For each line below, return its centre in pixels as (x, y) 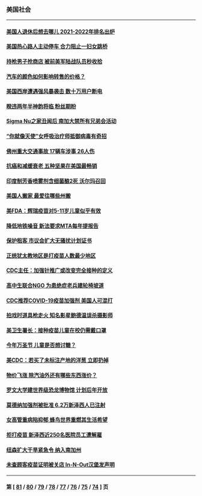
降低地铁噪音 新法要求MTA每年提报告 (52, 226)
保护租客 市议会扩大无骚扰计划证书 (49, 241)
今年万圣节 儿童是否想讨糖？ (41, 345)
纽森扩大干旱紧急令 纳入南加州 (44, 450)
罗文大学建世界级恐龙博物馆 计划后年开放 (57, 390)
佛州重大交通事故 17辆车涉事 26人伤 (50, 151)
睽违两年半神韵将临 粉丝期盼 (41, 106)
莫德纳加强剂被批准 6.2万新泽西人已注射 (56, 405)
